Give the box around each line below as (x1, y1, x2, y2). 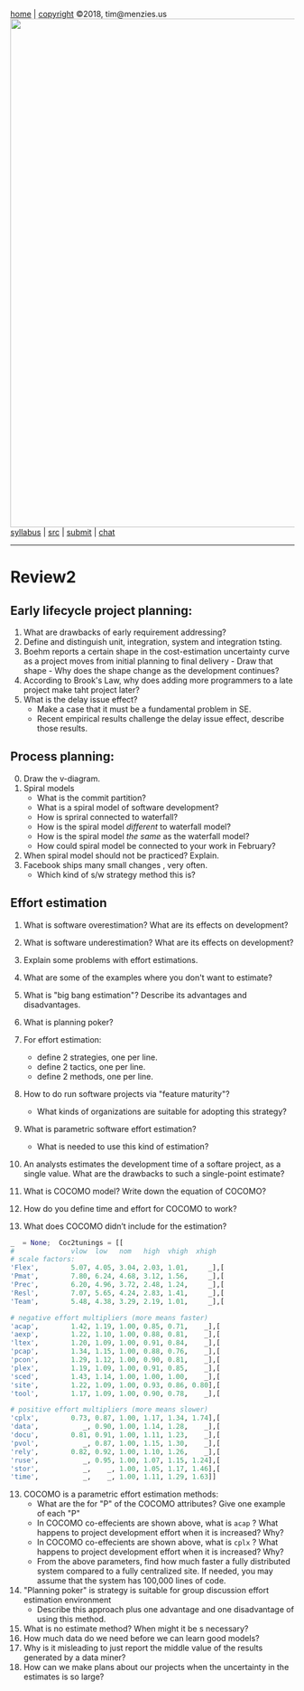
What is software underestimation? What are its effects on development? (23, 937, 294, 948)
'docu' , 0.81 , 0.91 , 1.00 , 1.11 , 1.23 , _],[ (10, 1431, 221, 1440)
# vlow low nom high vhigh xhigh (10, 1246, 217, 1256)
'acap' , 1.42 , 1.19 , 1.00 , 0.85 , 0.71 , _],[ (10, 1321, 221, 1331)
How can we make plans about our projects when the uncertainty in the (23, 1662, 290, 1673)
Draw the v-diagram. (23, 773, 100, 784)
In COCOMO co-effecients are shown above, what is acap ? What (36, 1517, 279, 1528)
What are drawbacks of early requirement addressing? (23, 627, 226, 638)
